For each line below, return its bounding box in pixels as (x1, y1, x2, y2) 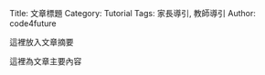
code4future (9, 18, 57, 29)
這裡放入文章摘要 (9, 37, 74, 47)
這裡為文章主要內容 (9, 56, 82, 66)
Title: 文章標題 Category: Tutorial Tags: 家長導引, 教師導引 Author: (9, 8, 256, 18)
